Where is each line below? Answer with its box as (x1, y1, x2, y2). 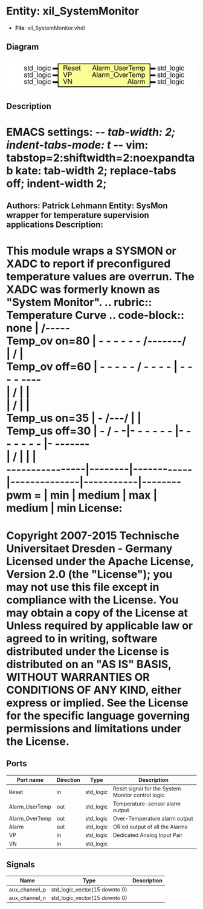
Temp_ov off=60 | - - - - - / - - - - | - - (6, 359, 193, 373)
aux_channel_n (8, 894, 47, 901)
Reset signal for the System (112, 785, 181, 792)
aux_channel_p (8, 885, 47, 893)
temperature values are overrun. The (6, 269, 195, 283)
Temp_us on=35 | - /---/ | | (6, 411, 142, 425)
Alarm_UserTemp (8, 803, 51, 810)
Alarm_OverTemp (8, 815, 52, 822)
